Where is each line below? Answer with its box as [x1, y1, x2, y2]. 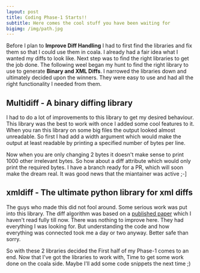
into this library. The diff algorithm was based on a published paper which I [6, 210, 192, 217]
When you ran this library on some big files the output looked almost [6, 127, 175, 134]
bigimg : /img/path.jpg [6, 25, 63, 32]
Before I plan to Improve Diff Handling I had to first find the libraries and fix [6, 42, 192, 49]
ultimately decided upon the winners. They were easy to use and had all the [6, 74, 194, 81]
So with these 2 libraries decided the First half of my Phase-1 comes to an [6, 247, 189, 254]
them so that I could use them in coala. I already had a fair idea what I [6, 49, 178, 56]
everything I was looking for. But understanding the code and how [6, 222, 170, 230]
